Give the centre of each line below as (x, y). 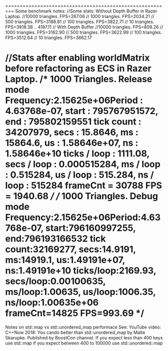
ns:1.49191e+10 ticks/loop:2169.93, (81, 271)
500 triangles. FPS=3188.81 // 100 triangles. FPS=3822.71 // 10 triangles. (80, 22)
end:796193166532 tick (56, 239)
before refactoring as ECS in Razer (78, 69)
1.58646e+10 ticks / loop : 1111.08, (77, 154)
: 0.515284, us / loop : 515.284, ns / (79, 175)
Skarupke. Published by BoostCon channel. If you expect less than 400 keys (84, 337)
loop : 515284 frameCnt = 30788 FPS (84, 186)
